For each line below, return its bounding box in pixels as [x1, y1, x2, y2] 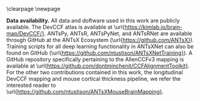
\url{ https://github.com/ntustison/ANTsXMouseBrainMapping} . [6, 88, 164, 95]
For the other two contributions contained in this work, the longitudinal [6, 69, 183, 75]
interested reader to [6, 82, 56, 89]
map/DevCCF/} [6, 30, 45, 37]
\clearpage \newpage [6, 5, 61, 12]
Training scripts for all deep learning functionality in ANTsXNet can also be [6, 43, 194, 50]
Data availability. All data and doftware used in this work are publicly [6, 17, 180, 24]
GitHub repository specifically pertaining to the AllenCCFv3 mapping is [6, 56, 184, 63]
